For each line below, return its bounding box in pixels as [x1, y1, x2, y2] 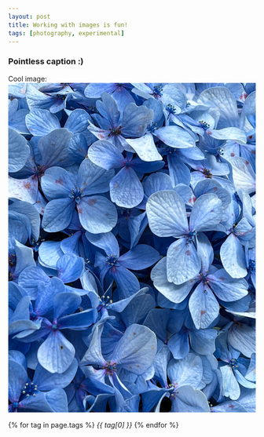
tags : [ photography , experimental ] [8, 29, 125, 37]
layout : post [8, 13, 51, 20]
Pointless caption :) [8, 56, 84, 67]
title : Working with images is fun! [8, 20, 128, 29]
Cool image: [8, 74, 47, 83]
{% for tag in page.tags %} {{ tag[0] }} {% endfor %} [8, 420, 179, 429]
